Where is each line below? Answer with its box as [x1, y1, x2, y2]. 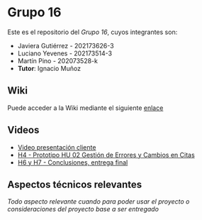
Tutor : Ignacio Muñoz [17, 64, 82, 72]
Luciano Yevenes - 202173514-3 [17, 49, 112, 57]
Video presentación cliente [17, 143, 96, 151]
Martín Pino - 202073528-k [17, 56, 98, 65]
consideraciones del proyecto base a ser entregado [7, 205, 159, 214]
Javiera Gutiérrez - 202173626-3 [17, 41, 115, 50]
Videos [7, 124, 40, 136]
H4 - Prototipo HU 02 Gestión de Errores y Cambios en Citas [17, 150, 195, 159]
